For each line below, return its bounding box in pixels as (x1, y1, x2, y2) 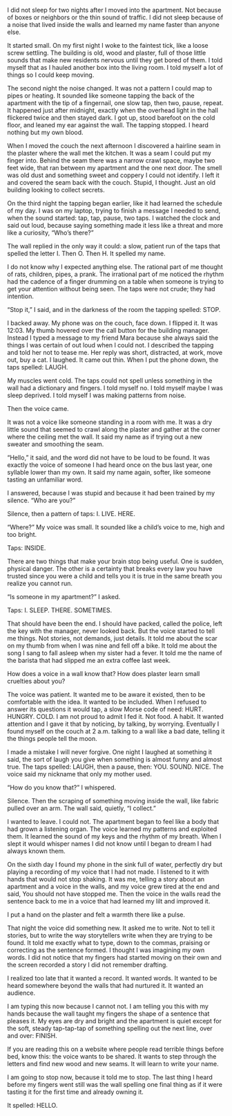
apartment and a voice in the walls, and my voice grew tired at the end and (7, 882, 220, 890)
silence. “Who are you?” (7, 496, 76, 504)
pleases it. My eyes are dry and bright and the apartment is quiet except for (7, 1017, 222, 1025)
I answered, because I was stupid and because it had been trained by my (7, 489, 215, 497)
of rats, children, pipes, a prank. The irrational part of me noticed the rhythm (7, 270, 224, 278)
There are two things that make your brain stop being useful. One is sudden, (7, 557, 224, 565)
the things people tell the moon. (7, 735, 98, 742)
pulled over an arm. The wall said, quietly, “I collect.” (7, 804, 157, 812)
